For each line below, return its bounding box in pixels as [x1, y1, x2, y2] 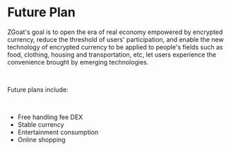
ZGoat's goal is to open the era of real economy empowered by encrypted [7, 28, 223, 36]
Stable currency [17, 120, 65, 128]
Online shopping [17, 135, 66, 144]
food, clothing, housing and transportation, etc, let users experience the [7, 50, 217, 59]
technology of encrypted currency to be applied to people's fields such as [7, 43, 223, 51]
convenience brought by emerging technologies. [7, 57, 149, 66]
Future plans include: [7, 85, 69, 94]
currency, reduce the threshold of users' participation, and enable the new [7, 35, 224, 43]
